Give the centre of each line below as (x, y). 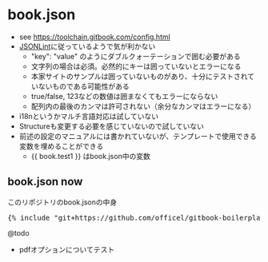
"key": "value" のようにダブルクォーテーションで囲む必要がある (136, 56)
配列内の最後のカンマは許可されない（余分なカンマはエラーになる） (143, 106)
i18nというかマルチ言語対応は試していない (89, 116)
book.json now (45, 182)
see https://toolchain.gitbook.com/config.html (95, 37)
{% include (29, 218)
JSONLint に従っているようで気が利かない (87, 46)
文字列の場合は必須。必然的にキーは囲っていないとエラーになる (136, 66)
